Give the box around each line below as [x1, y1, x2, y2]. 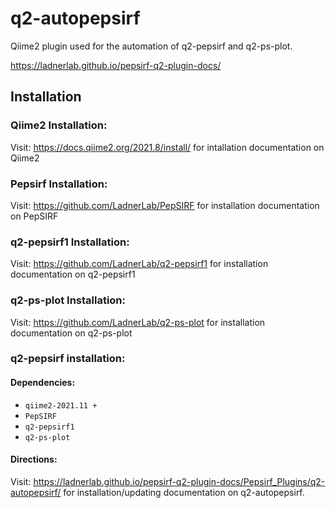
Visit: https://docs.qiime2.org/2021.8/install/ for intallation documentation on [10, 141, 325, 153]
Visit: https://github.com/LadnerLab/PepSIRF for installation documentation [10, 199, 320, 211]
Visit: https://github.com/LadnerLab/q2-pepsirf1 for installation [10, 258, 269, 270]
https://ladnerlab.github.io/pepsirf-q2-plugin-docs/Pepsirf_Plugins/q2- [33, 475, 326, 487]
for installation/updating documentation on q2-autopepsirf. [63, 486, 305, 498]
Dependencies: [10, 377, 76, 389]
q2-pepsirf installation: [10, 352, 126, 366]
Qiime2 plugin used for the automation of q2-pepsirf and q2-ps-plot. [10, 40, 293, 52]
